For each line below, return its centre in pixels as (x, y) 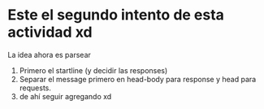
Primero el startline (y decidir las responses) (93, 70)
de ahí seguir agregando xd (65, 96)
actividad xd (50, 32)
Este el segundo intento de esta (116, 15)
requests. (35, 88)
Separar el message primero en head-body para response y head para (138, 79)
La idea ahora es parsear (49, 54)
